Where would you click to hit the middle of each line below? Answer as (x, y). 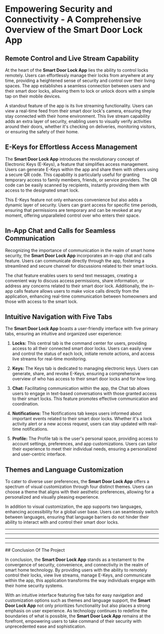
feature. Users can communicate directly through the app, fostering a (75, 260)
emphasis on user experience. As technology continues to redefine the (76, 611)
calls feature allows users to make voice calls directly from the (76, 291)
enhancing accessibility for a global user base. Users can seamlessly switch (82, 512)
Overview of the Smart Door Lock (74, 30)
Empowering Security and (59, 9)
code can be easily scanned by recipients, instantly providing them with (77, 185)
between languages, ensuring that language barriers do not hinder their (77, 517)
